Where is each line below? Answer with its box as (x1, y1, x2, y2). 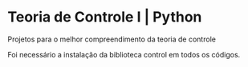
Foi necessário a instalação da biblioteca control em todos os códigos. (7, 49, 241, 59)
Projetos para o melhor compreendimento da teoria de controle (7, 34, 216, 44)
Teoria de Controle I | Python (7, 8, 202, 26)
